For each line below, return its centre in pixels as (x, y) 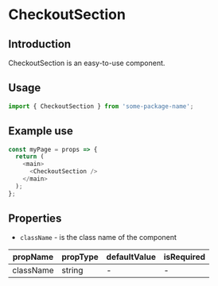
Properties (35, 219)
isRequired (184, 257)
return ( (30, 157)
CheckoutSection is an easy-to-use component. (87, 63)
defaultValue (131, 257)
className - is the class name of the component (98, 238)
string (72, 270)
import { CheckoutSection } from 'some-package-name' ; (101, 106)
